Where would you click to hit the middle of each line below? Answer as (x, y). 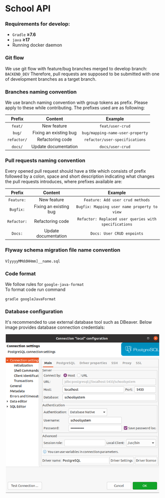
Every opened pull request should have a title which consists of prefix (76, 171)
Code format (20, 274)
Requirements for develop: (38, 24)
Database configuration (34, 311)
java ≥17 (21, 40)
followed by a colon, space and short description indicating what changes (80, 176)
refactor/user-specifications (115, 140)
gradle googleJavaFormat (30, 299)
